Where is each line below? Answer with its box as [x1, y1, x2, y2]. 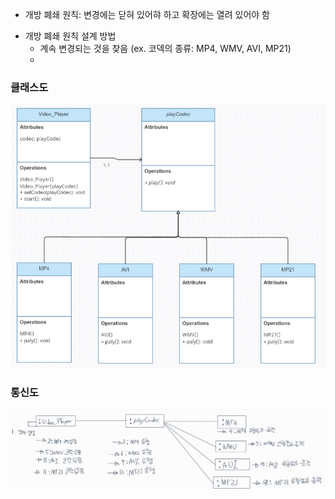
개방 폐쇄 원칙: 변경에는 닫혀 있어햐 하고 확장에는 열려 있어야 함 [24, 9, 270, 20]
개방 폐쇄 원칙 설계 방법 [24, 30, 117, 42]
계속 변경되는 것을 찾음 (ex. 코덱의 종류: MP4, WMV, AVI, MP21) [39, 43, 292, 54]
